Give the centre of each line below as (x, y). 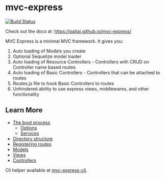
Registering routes (32, 144)
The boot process (31, 122)
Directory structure (33, 138)
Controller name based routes (44, 67)
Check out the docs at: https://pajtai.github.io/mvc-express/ (68, 31)
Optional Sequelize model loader (47, 56)
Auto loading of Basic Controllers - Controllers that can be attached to (86, 72)
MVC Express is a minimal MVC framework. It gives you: (64, 41)
